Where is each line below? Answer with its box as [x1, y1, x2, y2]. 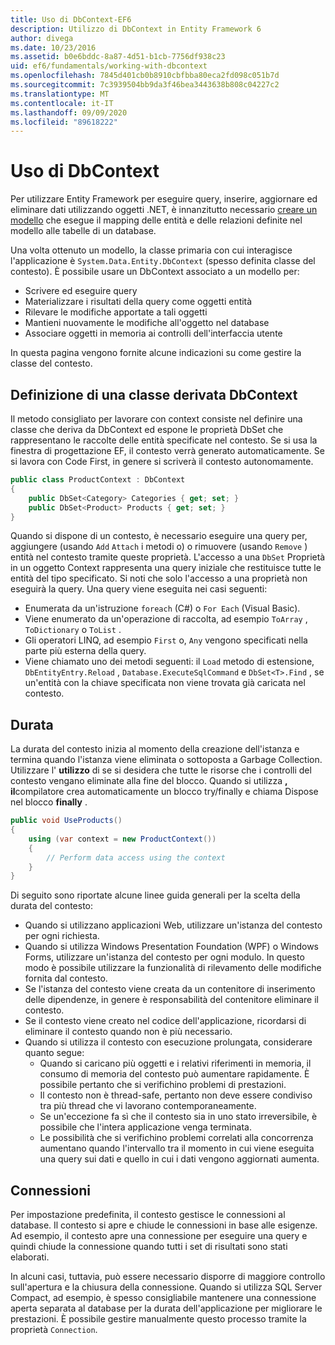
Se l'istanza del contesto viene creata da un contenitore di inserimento [24, 983, 316, 995]
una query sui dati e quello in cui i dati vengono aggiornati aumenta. [39, 1153, 320, 1165]
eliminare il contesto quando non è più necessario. [24, 1026, 233, 1038]
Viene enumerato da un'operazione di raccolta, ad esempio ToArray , [24, 613, 308, 625]
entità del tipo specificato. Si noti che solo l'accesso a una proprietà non [10, 572, 308, 585]
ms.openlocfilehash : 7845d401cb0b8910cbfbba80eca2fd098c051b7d [10, 71, 280, 81]
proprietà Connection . [10, 1324, 98, 1336]
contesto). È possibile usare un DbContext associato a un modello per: [10, 266, 300, 278]
